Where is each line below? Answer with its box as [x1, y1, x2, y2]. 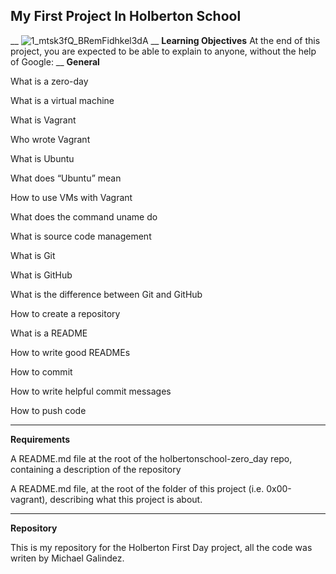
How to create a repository [10, 307, 121, 319]
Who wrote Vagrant [10, 133, 91, 145]
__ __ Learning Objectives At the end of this [10, 34, 321, 46]
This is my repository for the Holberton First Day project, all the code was [10, 541, 313, 553]
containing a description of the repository [10, 463, 182, 475]
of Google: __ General [10, 55, 100, 68]
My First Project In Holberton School [10, 8, 242, 25]
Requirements [10, 433, 71, 445]
